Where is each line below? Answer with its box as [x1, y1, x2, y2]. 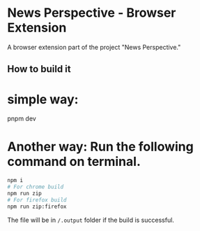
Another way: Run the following [7, 139, 194, 155]
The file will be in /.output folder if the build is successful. [7, 216, 174, 224]
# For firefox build [7, 196, 68, 204]
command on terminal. [7, 154, 141, 169]
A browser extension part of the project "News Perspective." [7, 43, 181, 51]
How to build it [7, 63, 71, 75]
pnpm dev [7, 114, 36, 123]
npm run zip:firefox [7, 203, 68, 210]
